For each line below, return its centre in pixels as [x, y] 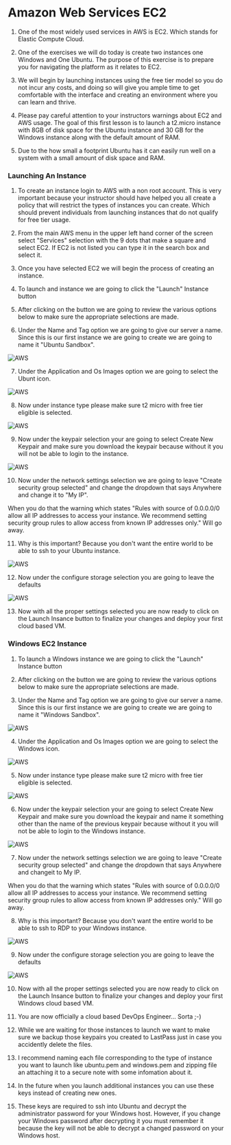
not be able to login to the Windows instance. [82, 831]
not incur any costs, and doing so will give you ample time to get [109, 87]
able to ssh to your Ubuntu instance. [69, 551]
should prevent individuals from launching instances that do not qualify [118, 213]
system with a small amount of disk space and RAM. [92, 158]
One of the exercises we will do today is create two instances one [110, 52]
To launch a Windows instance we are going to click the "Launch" [111, 659]
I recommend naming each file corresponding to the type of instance [115, 1057]
